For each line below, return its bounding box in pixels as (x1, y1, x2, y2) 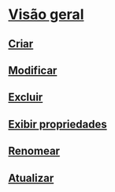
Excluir (8, 91, 43, 104)
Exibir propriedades (8, 117, 108, 131)
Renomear (8, 145, 61, 158)
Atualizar (8, 171, 54, 185)
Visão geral (8, 6, 84, 24)
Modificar (8, 63, 57, 77)
